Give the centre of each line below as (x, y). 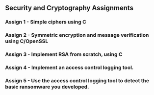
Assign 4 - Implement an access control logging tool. (69, 68)
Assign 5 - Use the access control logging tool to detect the (77, 81)
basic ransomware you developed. (47, 87)
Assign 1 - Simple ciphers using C (46, 22)
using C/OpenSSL (27, 41)
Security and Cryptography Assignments (69, 8)
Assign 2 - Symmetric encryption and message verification (77, 35)
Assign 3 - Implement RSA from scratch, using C (64, 54)
